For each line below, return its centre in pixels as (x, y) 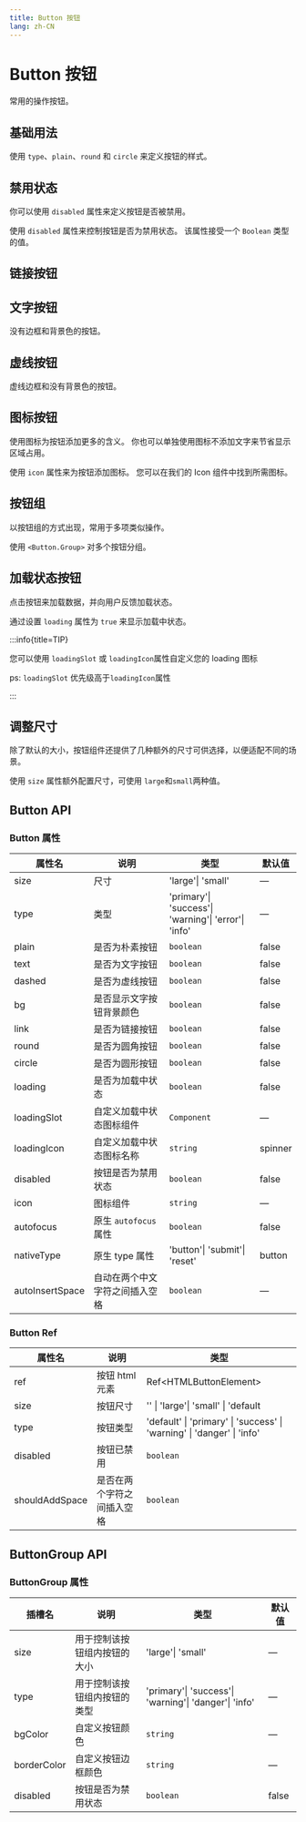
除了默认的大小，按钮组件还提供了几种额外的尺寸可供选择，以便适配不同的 (149, 750)
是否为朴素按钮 (125, 947)
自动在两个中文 (125, 1278)
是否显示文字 (121, 998)
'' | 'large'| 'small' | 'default (204, 1406)
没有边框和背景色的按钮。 (57, 331)
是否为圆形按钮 (125, 1064)
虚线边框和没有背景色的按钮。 (65, 386)
